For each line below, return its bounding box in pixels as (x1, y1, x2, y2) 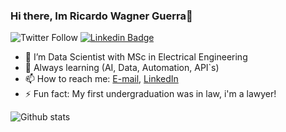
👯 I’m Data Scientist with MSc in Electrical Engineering (24, 51, 248, 63)
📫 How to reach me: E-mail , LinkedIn (24, 73, 179, 85)
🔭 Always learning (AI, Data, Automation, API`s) (24, 62, 220, 74)
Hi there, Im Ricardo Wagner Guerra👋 (10, 9, 193, 23)
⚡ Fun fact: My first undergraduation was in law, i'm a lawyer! (24, 88, 277, 100)
